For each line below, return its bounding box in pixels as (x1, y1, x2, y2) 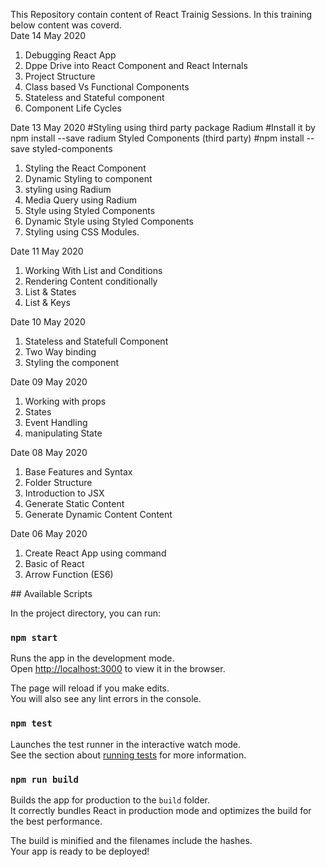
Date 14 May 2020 (10, 30, 87, 41)
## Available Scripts (10, 588, 93, 599)
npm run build (10, 774, 79, 785)
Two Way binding (24, 346, 97, 358)
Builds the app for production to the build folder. (10, 794, 211, 806)
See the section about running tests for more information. (10, 749, 247, 761)
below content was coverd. (10, 19, 122, 31)
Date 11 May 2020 (10, 245, 84, 257)
